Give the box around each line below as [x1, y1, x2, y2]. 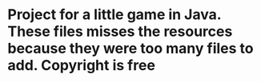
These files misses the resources [7, 22, 233, 41]
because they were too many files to [7, 40, 254, 57]
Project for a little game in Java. [7, 6, 222, 24]
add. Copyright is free [7, 57, 155, 75]
